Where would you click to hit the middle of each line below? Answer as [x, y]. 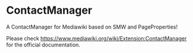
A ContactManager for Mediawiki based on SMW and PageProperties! [92, 27]
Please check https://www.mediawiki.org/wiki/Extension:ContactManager [96, 38]
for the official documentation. [43, 45]
